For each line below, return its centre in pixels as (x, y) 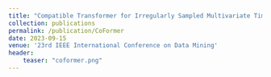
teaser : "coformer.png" (63, 61)
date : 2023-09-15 (38, 38)
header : (21, 53)
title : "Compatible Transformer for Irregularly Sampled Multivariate (129, 16)
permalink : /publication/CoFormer (67, 30)
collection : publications (52, 23)
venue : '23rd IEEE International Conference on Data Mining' (113, 46)
